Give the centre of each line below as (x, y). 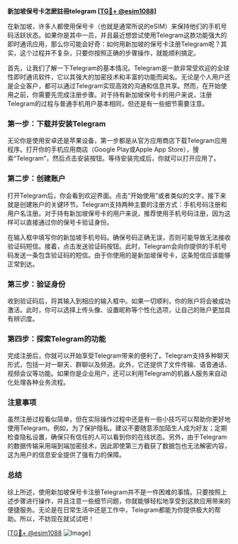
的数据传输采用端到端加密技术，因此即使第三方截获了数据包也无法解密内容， (119, 446)
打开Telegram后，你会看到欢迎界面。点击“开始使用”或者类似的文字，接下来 (117, 196)
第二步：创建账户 (36, 178)
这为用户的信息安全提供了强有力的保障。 (66, 455)
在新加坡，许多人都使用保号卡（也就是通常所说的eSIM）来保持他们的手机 (114, 26)
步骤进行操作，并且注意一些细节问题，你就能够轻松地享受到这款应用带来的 (122, 501)
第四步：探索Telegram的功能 (57, 338)
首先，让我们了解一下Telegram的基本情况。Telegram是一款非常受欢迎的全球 (119, 68)
